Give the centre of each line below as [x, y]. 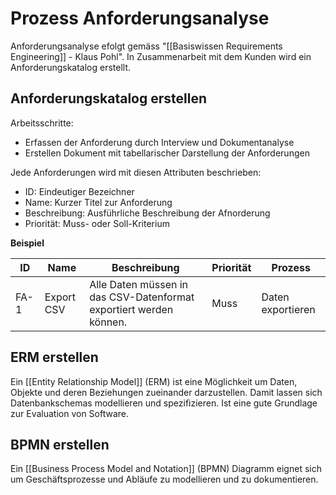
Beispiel [27, 243]
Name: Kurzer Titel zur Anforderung [98, 202]
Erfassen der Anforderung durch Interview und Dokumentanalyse [159, 142]
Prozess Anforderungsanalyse [140, 18]
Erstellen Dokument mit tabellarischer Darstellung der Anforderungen [167, 153]
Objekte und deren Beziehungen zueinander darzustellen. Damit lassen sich [166, 392]
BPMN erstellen [60, 444]
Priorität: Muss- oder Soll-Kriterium [97, 223]
